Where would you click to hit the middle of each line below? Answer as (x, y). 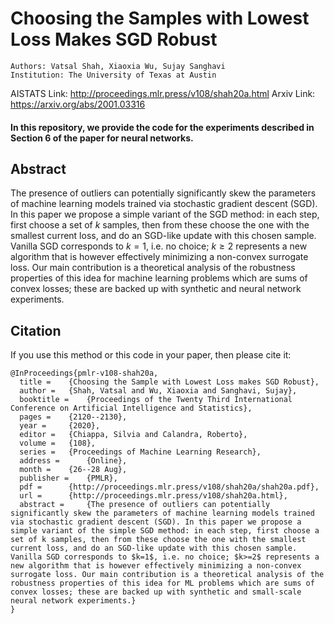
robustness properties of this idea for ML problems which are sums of (162, 583)
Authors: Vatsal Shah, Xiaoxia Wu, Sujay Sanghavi (118, 66)
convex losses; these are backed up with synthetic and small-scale (156, 592)
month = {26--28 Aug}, (73, 470)
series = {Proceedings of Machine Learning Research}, (140, 452)
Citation (36, 330)
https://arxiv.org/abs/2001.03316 (78, 104)
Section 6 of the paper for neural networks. (102, 138)
